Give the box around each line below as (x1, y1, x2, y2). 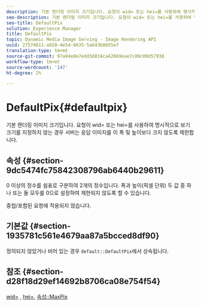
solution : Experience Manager (6, 25, 82, 32)
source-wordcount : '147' (6, 64, 68, 71)
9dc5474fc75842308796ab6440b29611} (6, 165, 165, 175)
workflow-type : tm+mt (6, 59, 60, 65)
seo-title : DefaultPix (6, 20, 63, 26)
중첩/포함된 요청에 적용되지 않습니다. (6, 202, 92, 209)
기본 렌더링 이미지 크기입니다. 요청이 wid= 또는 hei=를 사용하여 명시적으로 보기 (6, 121, 190, 128)
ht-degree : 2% (6, 70, 42, 76)
